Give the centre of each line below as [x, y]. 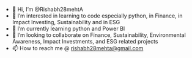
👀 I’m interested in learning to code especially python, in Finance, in [97, 16]
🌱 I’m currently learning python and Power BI [68, 28]
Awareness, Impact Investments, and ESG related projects [85, 41]
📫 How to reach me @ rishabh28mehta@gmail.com [78, 48]
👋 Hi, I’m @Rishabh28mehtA [48, 9]
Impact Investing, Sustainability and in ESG [66, 22]
